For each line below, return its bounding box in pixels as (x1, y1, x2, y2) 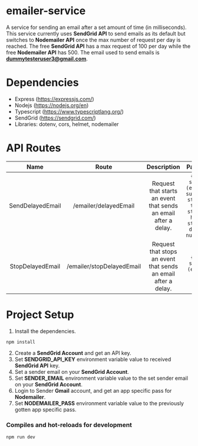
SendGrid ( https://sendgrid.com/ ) (14, 114, 96, 121)
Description (146, 163, 180, 171)
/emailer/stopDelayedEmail (67, 262, 141, 270)
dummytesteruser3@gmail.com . (6, 55, 88, 62)
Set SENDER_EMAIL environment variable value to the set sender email (14, 374, 189, 382)
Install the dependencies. (14, 327, 77, 335)
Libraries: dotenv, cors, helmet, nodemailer (14, 120, 119, 128)
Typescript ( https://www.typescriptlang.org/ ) (14, 108, 124, 115)
